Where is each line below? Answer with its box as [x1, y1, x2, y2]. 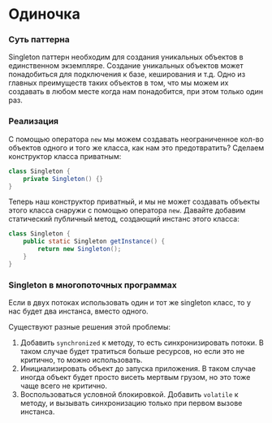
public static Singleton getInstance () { [23, 237, 165, 246]
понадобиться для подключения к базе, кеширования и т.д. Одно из [8, 70, 246, 80]
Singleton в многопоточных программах [8, 279, 177, 291]
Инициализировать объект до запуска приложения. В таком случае [19, 364, 256, 373]
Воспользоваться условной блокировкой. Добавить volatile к [19, 390, 239, 399]
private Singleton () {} [23, 175, 104, 183]
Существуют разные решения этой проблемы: [8, 322, 171, 332]
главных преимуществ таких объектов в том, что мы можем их [8, 78, 229, 88]
